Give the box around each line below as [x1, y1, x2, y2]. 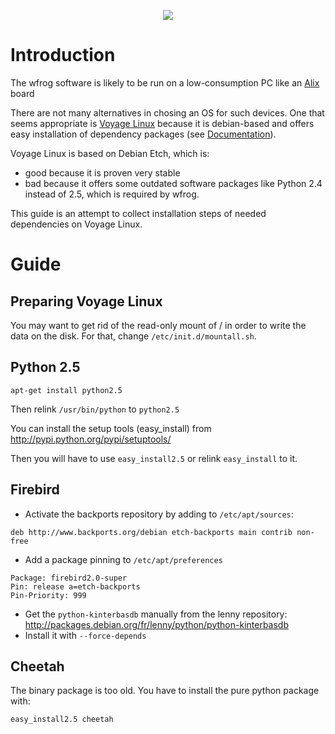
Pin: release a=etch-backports [10, 581, 141, 592]
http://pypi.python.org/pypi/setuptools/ [10, 433, 172, 445]
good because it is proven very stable [24, 166, 181, 179]
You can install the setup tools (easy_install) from [10, 422, 212, 434]
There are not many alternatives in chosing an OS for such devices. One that [10, 106, 325, 119]
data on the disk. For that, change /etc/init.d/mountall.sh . [10, 330, 257, 342]
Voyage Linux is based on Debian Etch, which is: [10, 147, 210, 159]
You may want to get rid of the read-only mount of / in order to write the [10, 319, 307, 331]
